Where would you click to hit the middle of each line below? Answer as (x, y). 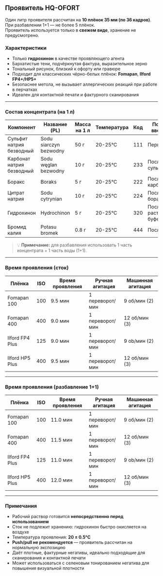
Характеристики (26, 48)
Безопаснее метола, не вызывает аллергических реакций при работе (85, 84)
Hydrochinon (55, 213)
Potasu (49, 227)
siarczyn (50, 145)
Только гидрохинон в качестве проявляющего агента (68, 58)
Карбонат (19, 159)
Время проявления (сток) (37, 268)
